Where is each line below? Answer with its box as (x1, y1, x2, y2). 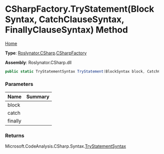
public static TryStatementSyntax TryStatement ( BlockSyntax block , (5, 69, 145, 74)
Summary (26, 93, 50, 100)
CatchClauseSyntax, (39, 14, 124, 25)
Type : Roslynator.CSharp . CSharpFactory (5, 50, 87, 56)
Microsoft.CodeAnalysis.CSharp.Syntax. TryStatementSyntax (5, 143, 126, 149)
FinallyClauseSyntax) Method (5, 25, 128, 35)
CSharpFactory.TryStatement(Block (5, 3, 155, 15)
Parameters (5, 80, 33, 87)
